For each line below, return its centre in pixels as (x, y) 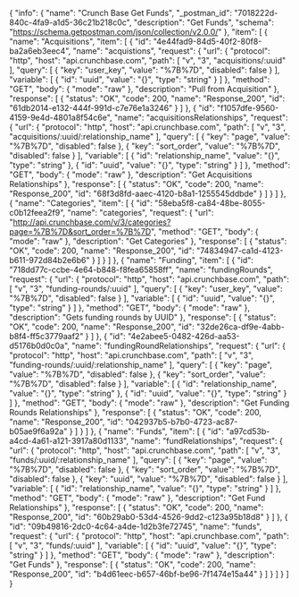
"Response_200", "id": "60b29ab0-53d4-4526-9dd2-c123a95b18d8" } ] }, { (149, 517)
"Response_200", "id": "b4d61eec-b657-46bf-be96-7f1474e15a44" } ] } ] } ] (149, 574)
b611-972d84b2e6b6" (50, 260)
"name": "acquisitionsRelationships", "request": (201, 117)
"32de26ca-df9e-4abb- (241, 327)
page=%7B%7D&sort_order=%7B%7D (80, 231)
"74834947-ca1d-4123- (240, 251)
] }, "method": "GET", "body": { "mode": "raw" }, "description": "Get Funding (149, 403)
